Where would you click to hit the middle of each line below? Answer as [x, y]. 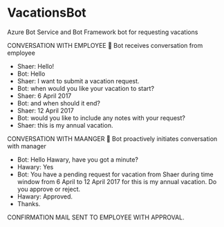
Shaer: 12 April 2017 [45, 110]
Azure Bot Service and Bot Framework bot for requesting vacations [103, 32]
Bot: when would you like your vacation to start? [85, 88]
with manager [27, 146]
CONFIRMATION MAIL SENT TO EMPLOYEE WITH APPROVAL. [96, 217]
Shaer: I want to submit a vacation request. [78, 81]
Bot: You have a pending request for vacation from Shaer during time [115, 174]
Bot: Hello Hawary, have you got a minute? [77, 159]
